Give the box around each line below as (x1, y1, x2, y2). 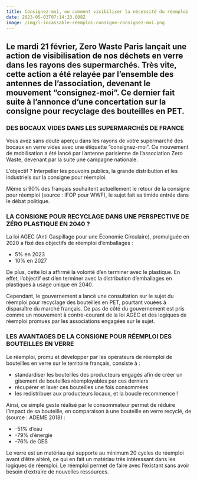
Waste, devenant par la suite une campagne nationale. (6, 156, 139, 163)
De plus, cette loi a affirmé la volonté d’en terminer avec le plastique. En (6, 269, 180, 276)
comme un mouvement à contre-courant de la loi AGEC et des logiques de (6, 311, 187, 319)
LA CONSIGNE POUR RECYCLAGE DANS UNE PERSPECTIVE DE (6, 212, 189, 220)
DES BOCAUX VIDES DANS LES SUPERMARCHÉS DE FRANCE (6, 123, 185, 132)
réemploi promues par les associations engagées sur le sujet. (6, 318, 155, 325)
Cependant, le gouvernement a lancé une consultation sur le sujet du (6, 293, 174, 300)
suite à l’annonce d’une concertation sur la (6, 97, 166, 107)
